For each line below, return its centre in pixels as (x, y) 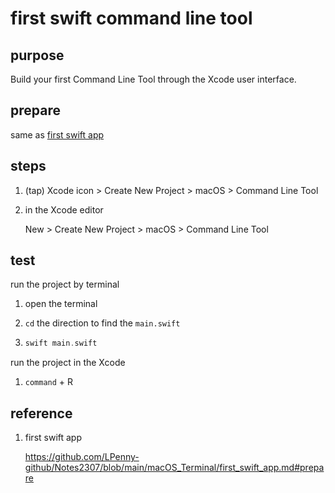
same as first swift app (57, 134)
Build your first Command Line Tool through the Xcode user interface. (153, 79)
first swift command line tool (131, 18)
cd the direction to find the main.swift (102, 323)
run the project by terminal (65, 284)
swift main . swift (61, 343)
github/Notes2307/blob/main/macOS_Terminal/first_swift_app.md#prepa (174, 468)
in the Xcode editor (64, 209)
